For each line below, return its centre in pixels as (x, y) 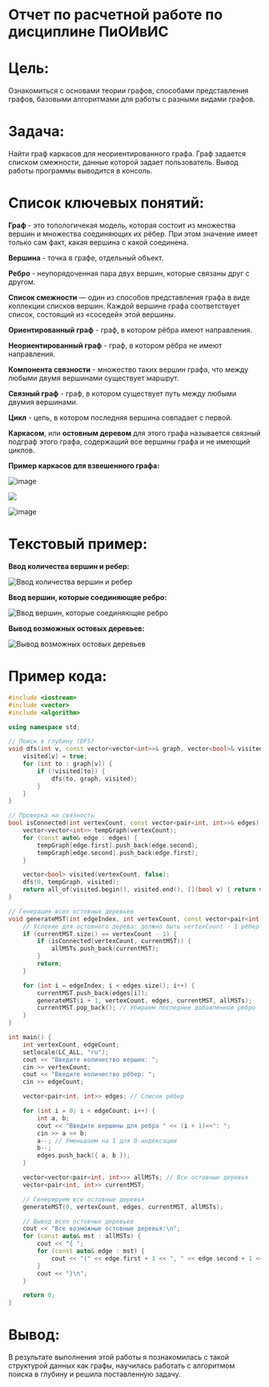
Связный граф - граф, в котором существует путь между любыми (122, 393)
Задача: (36, 132)
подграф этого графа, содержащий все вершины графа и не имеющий (129, 442)
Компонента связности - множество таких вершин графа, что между (128, 369)
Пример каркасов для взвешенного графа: (84, 466)
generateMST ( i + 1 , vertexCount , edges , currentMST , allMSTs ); (145, 1000)
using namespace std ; (44, 727)
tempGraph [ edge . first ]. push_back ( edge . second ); (118, 845)
